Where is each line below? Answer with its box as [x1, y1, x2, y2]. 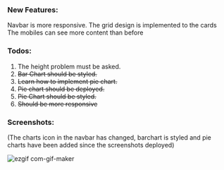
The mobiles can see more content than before [7, 28, 144, 37]
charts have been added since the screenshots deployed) [7, 140, 175, 149]
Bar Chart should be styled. [17, 69, 97, 78]
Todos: [7, 46, 32, 56]
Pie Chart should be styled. [17, 92, 97, 100]
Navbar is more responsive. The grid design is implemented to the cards [7, 21, 217, 30]
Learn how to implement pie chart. [17, 77, 118, 85]
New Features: [7, 5, 58, 15]
